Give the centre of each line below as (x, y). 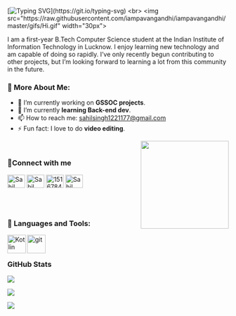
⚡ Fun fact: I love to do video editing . (71, 129)
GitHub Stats (29, 264)
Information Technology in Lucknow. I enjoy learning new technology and (113, 47)
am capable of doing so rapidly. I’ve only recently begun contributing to (111, 54)
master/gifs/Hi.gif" (34, 26)
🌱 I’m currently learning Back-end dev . (74, 110)
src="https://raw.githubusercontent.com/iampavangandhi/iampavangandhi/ (117, 18)
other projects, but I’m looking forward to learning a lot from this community (117, 62)
